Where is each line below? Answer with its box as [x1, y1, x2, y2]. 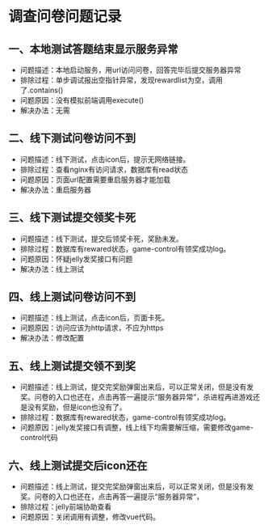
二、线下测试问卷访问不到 [8, 131, 136, 146]
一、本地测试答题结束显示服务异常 [8, 42, 178, 56]
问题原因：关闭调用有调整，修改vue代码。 [19, 512, 161, 522]
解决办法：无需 [19, 106, 70, 115]
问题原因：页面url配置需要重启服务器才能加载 [19, 175, 171, 184]
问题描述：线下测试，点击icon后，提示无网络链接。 [19, 154, 191, 164]
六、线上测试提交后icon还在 [8, 459, 148, 472]
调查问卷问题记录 [8, 7, 123, 26]
